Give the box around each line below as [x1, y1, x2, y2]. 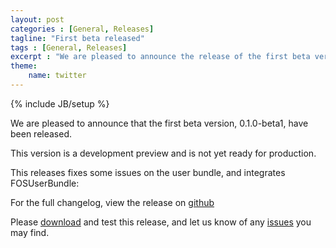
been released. [10, 127, 73, 140]
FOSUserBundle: [10, 177, 80, 189]
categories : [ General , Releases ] [10, 24, 155, 34]
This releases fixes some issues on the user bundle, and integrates [10, 166, 286, 178]
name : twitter [28, 71, 87, 81]
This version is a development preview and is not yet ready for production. [10, 147, 317, 159]
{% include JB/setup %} [10, 97, 110, 110]
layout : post [10, 14, 65, 25]
